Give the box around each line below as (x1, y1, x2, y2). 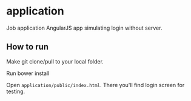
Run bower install (6, 70, 50, 77)
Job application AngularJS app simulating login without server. (6, 24, 163, 31)
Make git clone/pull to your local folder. (6, 57, 104, 65)
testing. (6, 88, 25, 95)
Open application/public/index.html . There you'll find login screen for (6, 81, 185, 88)
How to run (6, 42, 49, 52)
